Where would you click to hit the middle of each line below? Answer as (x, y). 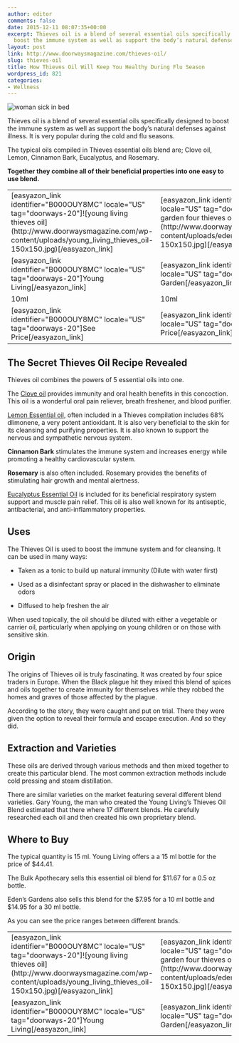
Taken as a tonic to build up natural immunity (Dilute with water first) (118, 570)
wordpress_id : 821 (34, 73)
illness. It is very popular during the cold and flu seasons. (91, 136)
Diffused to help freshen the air (63, 605)
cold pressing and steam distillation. (60, 781)
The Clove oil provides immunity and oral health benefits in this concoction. (118, 394)
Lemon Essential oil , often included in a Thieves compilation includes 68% (116, 415)
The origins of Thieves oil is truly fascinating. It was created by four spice (115, 674)
